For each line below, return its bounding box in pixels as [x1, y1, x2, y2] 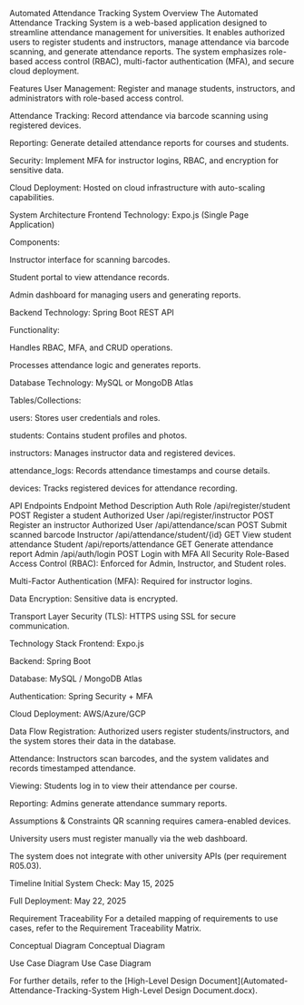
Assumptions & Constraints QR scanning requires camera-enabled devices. [9, 815, 291, 826]
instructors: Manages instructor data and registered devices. [9, 448, 236, 458]
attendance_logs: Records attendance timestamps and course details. [9, 465, 270, 475]
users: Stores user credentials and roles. [9, 413, 161, 423]
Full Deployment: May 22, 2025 [9, 895, 127, 906]
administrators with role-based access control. [9, 93, 184, 103]
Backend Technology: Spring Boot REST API [9, 307, 174, 317]
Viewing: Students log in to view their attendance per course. [9, 780, 238, 791]
